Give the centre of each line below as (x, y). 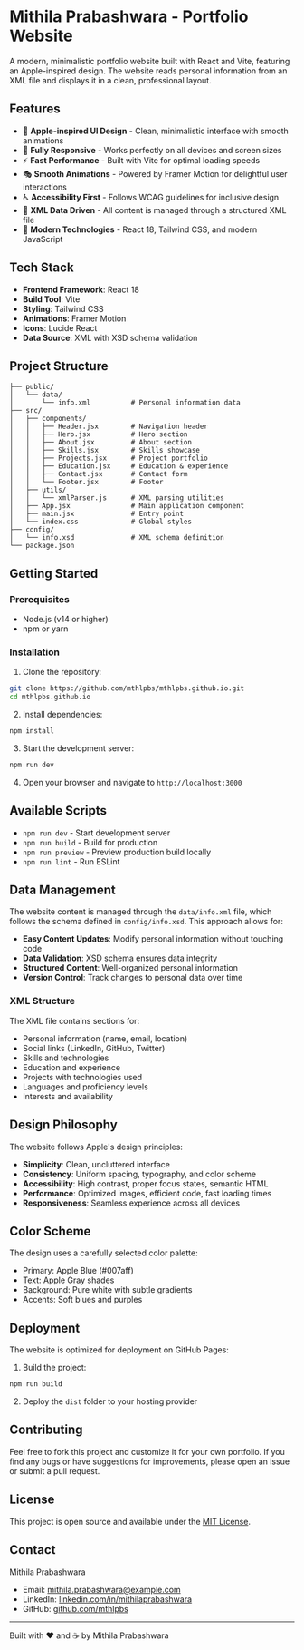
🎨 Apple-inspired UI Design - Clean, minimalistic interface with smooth (156, 131)
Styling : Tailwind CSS (63, 308)
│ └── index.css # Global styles (101, 522)
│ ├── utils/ (38, 490)
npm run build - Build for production (90, 842)
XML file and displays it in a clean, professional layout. (110, 80)
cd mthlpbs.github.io (50, 697)
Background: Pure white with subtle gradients (107, 1290)
